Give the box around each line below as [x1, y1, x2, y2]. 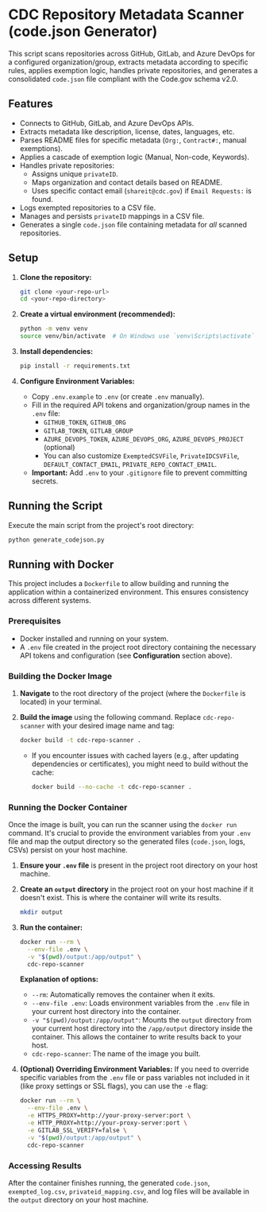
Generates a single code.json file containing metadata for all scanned [19, 219, 248, 229]
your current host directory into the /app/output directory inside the [31, 1024, 253, 1033]
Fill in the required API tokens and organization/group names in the [31, 400, 250, 410]
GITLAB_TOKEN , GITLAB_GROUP [43, 425, 133, 435]
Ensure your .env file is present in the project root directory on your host [19, 860, 258, 870]
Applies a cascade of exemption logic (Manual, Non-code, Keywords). [19, 152, 250, 161]
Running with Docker [8, 558, 114, 572]
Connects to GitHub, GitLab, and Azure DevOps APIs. [19, 118, 195, 128]
